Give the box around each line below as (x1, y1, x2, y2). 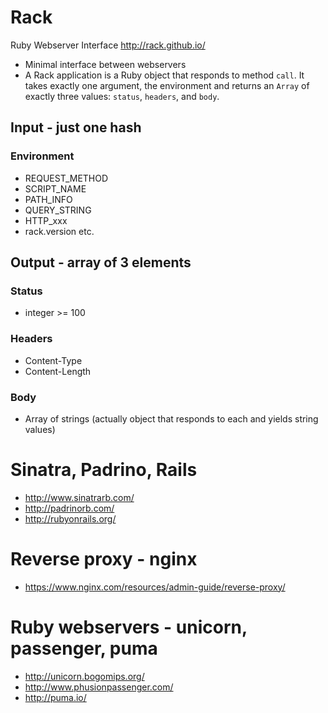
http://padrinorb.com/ (24, 502, 115, 514)
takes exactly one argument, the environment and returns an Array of (24, 79, 310, 91)
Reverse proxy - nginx (10, 548, 198, 571)
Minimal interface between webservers (24, 58, 187, 70)
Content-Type (24, 354, 83, 366)
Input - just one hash (10, 119, 142, 136)
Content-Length (24, 365, 92, 377)
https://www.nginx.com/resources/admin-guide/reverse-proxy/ (24, 581, 286, 593)
